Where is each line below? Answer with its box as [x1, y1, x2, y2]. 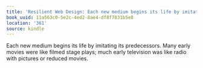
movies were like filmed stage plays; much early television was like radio [6, 49, 187, 56]
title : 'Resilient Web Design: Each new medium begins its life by [6, 8, 180, 15]
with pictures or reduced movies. [6, 55, 89, 62]
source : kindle [6, 25, 45, 32]
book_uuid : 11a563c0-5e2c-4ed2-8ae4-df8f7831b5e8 [6, 14, 134, 20]
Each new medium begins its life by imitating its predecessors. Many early [6, 42, 191, 49]
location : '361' [6, 20, 47, 26]
